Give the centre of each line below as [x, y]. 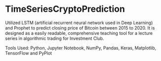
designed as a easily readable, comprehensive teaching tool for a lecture [79, 33]
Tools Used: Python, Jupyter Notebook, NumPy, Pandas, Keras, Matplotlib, [81, 48]
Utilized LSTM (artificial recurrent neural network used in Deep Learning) [79, 23]
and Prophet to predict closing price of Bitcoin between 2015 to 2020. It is [80, 28]
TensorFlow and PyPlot [29, 53]
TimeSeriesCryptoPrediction [65, 9]
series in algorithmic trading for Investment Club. [55, 38]
